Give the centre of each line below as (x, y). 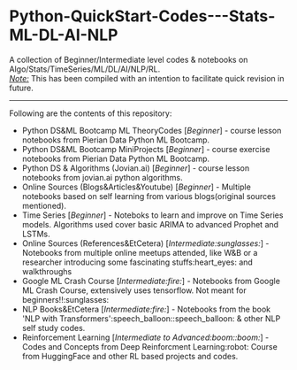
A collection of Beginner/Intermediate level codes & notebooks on (129, 59)
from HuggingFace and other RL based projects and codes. (130, 356)
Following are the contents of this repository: (91, 113)
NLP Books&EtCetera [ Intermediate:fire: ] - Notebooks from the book (146, 309)
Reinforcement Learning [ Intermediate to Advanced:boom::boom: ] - (145, 337)
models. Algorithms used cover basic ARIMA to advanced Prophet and (150, 224)
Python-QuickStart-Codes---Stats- (142, 16)
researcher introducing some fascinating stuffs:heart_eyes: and (137, 262)
